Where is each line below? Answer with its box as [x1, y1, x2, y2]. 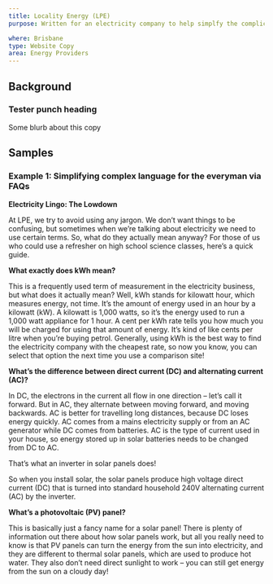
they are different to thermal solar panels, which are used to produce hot [8, 549, 252, 559]
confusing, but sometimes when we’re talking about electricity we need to [8, 223, 256, 233]
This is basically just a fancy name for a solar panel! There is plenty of [8, 523, 242, 533]
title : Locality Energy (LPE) [8, 11, 111, 20]
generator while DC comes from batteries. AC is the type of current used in [8, 425, 260, 435]
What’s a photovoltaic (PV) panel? [8, 507, 126, 517]
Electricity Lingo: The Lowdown [8, 199, 118, 209]
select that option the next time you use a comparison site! [8, 350, 205, 360]
